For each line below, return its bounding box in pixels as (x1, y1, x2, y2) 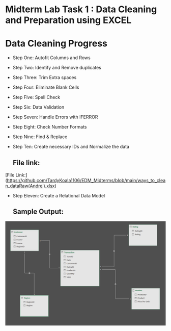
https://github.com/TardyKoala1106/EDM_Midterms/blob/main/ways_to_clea (7, 177, 166, 183)
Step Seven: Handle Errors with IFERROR (12, 114, 98, 120)
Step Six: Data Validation (12, 104, 65, 110)
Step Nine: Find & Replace (12, 134, 68, 140)
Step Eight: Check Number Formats (12, 124, 87, 130)
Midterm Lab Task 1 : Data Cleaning (5, 4, 157, 15)
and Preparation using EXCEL (5, 14, 132, 26)
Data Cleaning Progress (5, 38, 108, 49)
